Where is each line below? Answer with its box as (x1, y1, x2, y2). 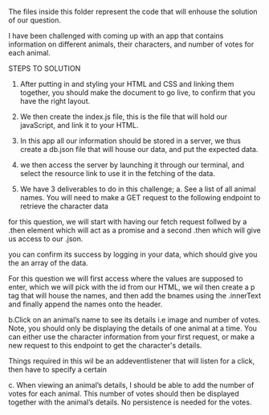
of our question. (8, 15, 62, 25)
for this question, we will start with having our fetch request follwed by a (8, 217, 247, 226)
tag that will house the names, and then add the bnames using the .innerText (8, 291, 262, 300)
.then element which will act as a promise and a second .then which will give (8, 225, 261, 235)
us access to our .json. (8, 234, 84, 244)
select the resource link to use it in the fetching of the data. (19, 169, 215, 178)
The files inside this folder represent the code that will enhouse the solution (8, 7, 259, 16)
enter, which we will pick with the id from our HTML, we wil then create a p (8, 282, 255, 292)
